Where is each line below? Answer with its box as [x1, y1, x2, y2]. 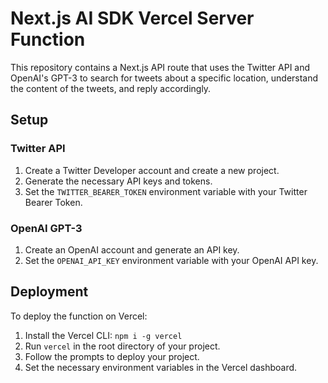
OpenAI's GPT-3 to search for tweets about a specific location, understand [10, 72, 319, 84]
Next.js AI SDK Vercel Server [10, 7, 255, 30]
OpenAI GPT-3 [10, 221, 83, 235]
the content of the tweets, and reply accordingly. [10, 82, 212, 94]
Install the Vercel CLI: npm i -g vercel [24, 329, 183, 341]
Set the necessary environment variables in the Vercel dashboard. [24, 361, 298, 373]
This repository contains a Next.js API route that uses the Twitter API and [10, 61, 311, 73]
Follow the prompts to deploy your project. [24, 350, 200, 362]
